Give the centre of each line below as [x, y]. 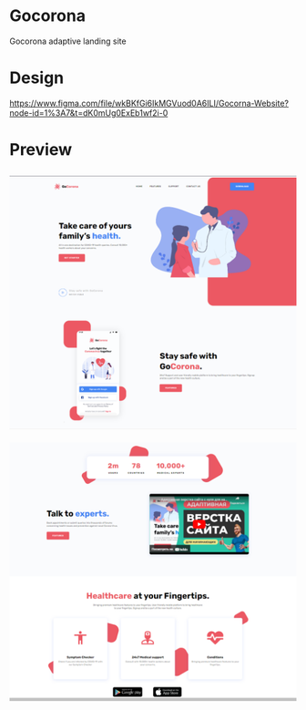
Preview [41, 150]
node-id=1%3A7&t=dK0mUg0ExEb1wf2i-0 [89, 113]
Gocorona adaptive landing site [68, 41]
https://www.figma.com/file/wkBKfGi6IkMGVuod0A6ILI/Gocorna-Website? [149, 103]
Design [37, 78]
